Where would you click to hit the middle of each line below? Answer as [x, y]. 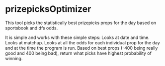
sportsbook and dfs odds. [32, 28]
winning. [14, 58]
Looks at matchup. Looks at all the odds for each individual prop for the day [82, 42]
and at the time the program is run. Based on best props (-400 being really [82, 48]
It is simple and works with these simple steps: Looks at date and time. [78, 37]
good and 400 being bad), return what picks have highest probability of [78, 53]
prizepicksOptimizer [48, 9]
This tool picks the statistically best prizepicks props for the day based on [81, 23]
